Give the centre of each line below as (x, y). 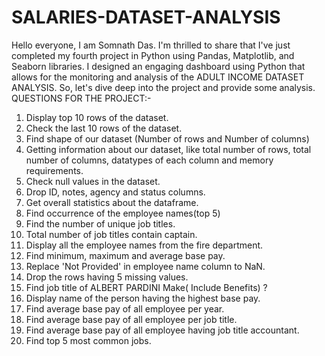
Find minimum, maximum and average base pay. (125, 255)
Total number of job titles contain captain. (111, 234)
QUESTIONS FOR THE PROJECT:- (81, 98)
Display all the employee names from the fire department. (144, 245)
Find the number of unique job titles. (100, 223)
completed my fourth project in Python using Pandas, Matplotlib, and (153, 55)
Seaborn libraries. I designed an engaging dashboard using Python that (158, 66)
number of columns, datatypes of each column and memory (149, 160)
